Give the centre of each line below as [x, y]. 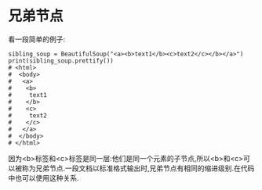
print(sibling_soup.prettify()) [61, 61]
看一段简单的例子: [37, 39]
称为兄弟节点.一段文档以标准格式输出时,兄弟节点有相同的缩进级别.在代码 [138, 168]
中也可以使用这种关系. [44, 177]
